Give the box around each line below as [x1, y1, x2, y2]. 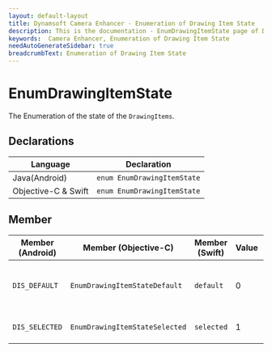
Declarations [8, 134, 74, 148]
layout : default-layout [8, 11, 89, 20]
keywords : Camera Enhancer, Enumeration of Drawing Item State [8, 34, 230, 43]
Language [31, 159, 70, 170]
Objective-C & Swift [12, 185, 89, 197]
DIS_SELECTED [12, 322, 63, 332]
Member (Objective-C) [83, 242, 174, 253]
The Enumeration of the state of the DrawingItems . [8, 111, 175, 121]
